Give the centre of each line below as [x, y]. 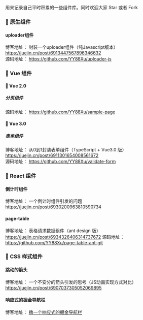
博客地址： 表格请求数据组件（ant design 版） [53, 231]
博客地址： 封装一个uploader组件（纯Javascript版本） [62, 47]
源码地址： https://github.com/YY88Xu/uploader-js [58, 59]
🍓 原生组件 [18, 22]
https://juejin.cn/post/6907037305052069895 [53, 287]
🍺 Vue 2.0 [16, 86]
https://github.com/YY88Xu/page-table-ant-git [54, 242]
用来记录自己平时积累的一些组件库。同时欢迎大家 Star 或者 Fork [71, 7]
